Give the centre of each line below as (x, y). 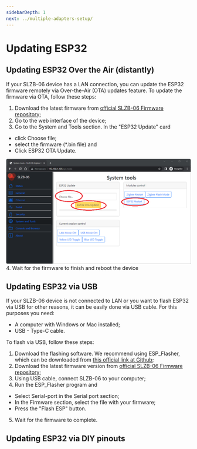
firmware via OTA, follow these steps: (51, 96)
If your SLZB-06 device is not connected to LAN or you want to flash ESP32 (98, 301)
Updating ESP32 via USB (52, 287)
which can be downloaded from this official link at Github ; (84, 360)
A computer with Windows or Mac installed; (67, 325)
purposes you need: (30, 313)
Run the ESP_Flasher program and (56, 385)
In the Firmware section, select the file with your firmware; (85, 403)
